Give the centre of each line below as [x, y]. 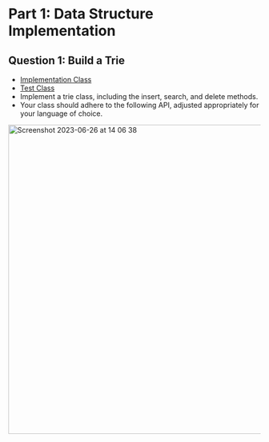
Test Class [37, 88]
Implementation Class [56, 80]
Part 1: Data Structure [81, 14]
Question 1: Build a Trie [67, 60]
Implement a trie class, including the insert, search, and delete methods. [139, 96]
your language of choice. [61, 113]
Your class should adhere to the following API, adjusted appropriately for [139, 105]
